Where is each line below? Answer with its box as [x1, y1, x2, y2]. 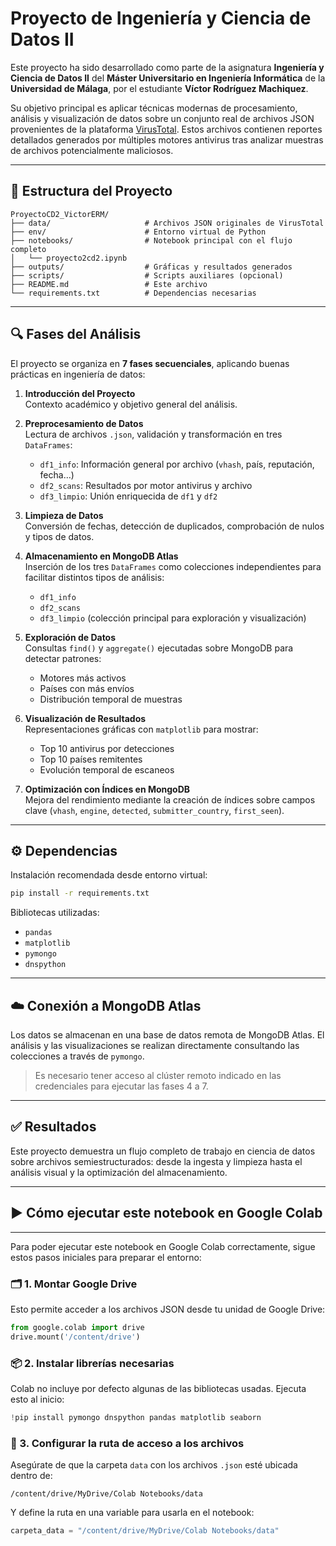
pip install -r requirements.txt [10, 888, 150, 899]
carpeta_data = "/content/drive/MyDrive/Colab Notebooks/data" [10, 1526, 280, 1536]
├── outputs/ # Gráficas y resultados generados [10, 262, 293, 272]
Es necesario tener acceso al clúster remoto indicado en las [34, 1070, 282, 1082]
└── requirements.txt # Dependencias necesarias [10, 288, 257, 298]
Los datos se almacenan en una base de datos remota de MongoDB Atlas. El [10, 1029, 325, 1041]
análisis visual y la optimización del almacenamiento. [10, 1166, 228, 1178]
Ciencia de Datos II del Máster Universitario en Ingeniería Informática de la [10, 72, 326, 84]
